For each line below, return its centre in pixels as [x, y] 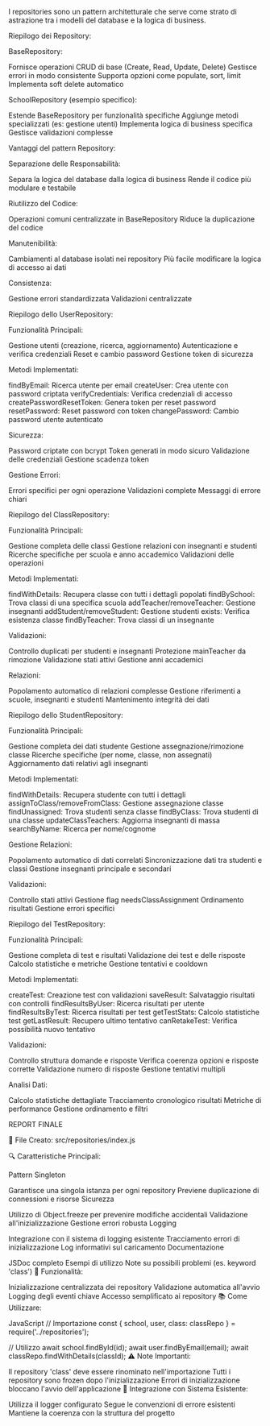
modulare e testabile [42, 188]
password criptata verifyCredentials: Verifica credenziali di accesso [120, 394]
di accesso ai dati [37, 267]
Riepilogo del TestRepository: [57, 924]
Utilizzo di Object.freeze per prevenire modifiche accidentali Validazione [128, 1215]
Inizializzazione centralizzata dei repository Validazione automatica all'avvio [134, 1287]
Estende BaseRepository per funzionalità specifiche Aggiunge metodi [124, 115]
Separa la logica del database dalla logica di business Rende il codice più [130, 179]
